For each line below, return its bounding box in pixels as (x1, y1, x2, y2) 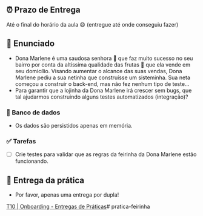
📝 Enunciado (6, 39, 55, 49)
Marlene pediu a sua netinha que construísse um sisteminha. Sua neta (15, 74, 191, 81)
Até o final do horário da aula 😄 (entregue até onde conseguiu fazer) (6, 21, 179, 28)
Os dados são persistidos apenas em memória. (15, 122, 133, 129)
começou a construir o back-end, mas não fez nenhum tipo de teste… (15, 80, 190, 87)
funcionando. (15, 157, 48, 165)
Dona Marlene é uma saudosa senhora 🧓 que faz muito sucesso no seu (15, 54, 193, 62)
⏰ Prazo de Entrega (6, 5, 81, 15)
